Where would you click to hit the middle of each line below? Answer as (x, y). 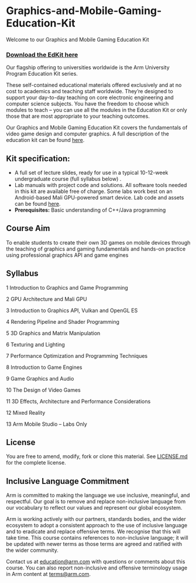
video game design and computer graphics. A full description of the (88, 134)
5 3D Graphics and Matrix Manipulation (53, 333)
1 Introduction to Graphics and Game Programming (67, 287)
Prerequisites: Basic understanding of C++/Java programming (90, 210)
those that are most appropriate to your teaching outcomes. (78, 116)
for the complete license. (36, 463)
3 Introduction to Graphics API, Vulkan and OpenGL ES (72, 310)
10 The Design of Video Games (43, 390)
